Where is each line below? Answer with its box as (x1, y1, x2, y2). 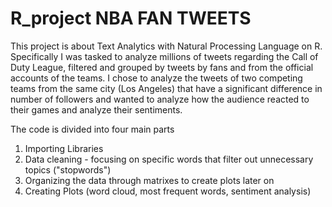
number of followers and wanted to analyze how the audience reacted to (10, 93, 310, 105)
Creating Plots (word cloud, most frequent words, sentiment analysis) (24, 185, 312, 197)
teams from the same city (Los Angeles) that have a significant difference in (10, 82, 323, 94)
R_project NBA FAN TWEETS (10, 7, 252, 30)
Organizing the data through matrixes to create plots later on (24, 174, 275, 186)
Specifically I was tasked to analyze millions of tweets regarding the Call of (10, 50, 319, 62)
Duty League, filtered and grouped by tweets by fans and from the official (10, 61, 314, 73)
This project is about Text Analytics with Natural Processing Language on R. (10, 40, 323, 52)
